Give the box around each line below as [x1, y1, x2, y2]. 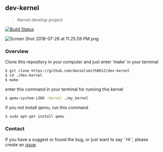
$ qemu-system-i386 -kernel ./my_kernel [5, 95, 89, 100]
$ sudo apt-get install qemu [5, 114, 64, 119]
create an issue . [5, 141, 38, 148]
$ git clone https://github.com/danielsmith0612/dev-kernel [5, 68, 130, 74]
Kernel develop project [17, 17, 63, 22]
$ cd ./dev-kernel [5, 73, 42, 77]
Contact [5, 125, 25, 132]
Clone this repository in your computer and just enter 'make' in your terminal [5, 59, 159, 65]
